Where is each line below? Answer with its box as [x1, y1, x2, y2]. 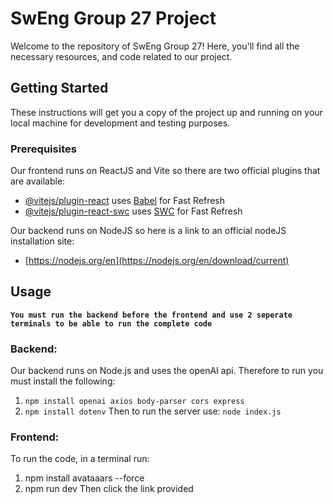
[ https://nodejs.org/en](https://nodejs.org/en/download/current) [24, 255, 290, 267]
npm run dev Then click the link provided [24, 483, 194, 495]
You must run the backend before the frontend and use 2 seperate [10, 310, 293, 320]
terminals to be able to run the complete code [10, 318, 213, 329]
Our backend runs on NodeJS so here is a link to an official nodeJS [10, 225, 287, 237]
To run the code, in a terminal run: [10, 453, 150, 465]
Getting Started [10, 80, 109, 97]
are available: [10, 175, 66, 187]
